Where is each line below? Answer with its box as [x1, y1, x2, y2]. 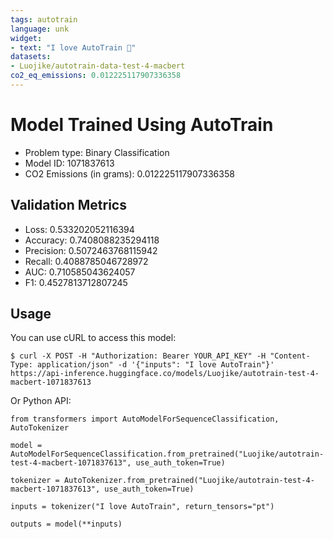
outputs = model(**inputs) [10, 519, 123, 530]
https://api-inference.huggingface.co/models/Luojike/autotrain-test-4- [10, 369, 320, 379]
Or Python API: [10, 395, 72, 407]
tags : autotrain [10, 14, 78, 25]
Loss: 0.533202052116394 [24, 223, 135, 235]
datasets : [10, 52, 52, 62]
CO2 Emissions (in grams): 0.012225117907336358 [24, 167, 235, 180]
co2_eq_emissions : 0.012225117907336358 [10, 71, 182, 81]
